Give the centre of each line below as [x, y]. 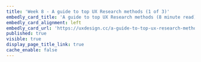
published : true [26, 34]
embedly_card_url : [29, 28]
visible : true [24, 39]
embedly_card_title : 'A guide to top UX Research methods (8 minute [93, 17]
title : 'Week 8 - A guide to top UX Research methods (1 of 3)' [88, 12]
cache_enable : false [32, 50]
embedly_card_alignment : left [44, 22]
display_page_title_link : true [45, 45]
